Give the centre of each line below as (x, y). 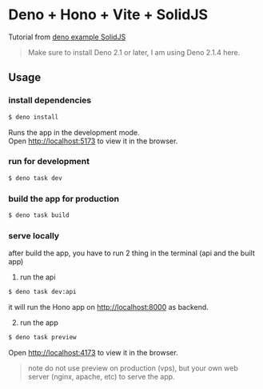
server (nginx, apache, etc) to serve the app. (101, 376)
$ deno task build (39, 215)
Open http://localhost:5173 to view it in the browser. (93, 141)
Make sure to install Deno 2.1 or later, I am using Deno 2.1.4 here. (134, 52)
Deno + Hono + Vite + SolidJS (108, 15)
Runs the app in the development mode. (74, 132)
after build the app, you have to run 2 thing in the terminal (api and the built (131, 253)
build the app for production (64, 199)
